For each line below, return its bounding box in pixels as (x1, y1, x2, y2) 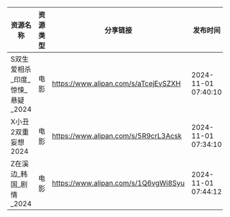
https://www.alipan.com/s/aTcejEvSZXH (51, 79, 181, 88)
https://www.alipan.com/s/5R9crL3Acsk (51, 131, 182, 140)
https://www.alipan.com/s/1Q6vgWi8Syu (51, 179, 185, 187)
